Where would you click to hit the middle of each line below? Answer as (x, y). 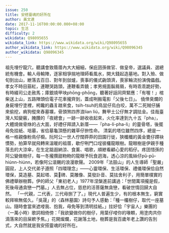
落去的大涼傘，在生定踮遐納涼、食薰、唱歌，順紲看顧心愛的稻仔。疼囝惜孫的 (84, 149)
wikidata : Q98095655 (27, 38)
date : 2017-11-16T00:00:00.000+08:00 (45, 24)
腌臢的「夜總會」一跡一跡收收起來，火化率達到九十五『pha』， (96, 118)
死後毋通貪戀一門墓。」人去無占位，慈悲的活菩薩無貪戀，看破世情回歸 (77, 187)
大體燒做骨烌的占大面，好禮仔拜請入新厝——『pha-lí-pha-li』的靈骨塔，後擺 (84, 124)
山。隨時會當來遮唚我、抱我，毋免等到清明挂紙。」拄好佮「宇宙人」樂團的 (81, 206)
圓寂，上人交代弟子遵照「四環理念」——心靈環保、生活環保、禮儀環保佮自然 (84, 168)
